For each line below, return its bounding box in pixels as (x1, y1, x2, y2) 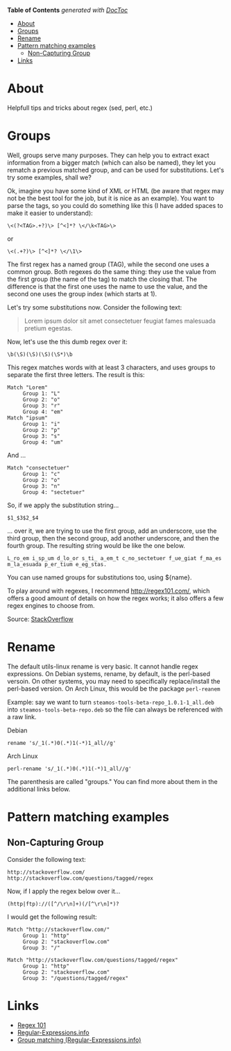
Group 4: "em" (22, 408, 64, 415)
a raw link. (7, 712, 37, 721)
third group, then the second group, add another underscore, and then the (7, 533, 220, 542)
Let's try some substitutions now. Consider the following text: (7, 303, 182, 312)
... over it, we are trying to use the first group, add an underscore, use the (7, 527, 217, 535)
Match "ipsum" (7, 414, 49, 422)
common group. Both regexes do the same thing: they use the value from (7, 267, 216, 275)
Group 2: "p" (22, 426, 60, 433)
